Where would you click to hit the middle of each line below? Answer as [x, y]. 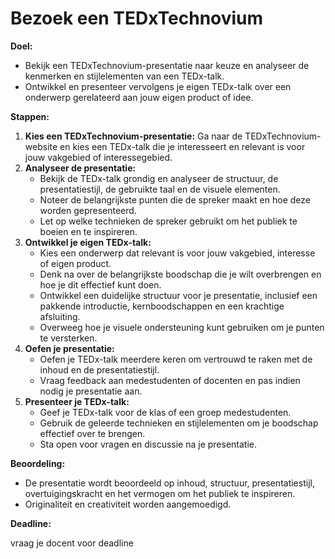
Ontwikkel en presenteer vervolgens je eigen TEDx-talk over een [158, 86]
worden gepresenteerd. [88, 210]
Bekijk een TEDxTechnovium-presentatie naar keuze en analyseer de [167, 65]
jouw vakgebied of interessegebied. [98, 157]
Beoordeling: [38, 463]
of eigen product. [75, 263]
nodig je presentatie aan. [91, 391]
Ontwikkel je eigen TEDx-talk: [88, 242]
